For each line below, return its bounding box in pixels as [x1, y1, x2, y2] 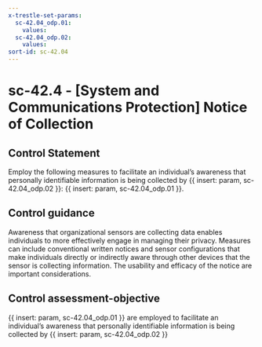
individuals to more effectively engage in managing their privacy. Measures [8, 236, 251, 245]
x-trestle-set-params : [8, 11, 82, 20]
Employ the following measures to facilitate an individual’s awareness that [8, 167, 246, 177]
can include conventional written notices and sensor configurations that [8, 244, 241, 254]
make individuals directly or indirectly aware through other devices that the [8, 252, 250, 261]
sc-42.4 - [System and [8, 82, 160, 100]
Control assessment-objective [8, 292, 161, 305]
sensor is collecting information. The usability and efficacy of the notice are [8, 261, 253, 270]
